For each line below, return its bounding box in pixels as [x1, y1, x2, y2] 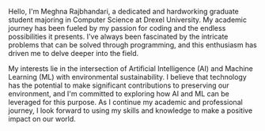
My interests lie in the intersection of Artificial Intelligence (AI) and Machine [8, 64, 253, 73]
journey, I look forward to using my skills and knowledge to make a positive [8, 106, 253, 115]
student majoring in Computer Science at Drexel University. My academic [8, 15, 248, 24]
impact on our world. [8, 114, 77, 123]
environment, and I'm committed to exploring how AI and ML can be [8, 89, 229, 98]
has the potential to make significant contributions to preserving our [8, 80, 229, 90]
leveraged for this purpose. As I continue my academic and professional [8, 98, 243, 107]
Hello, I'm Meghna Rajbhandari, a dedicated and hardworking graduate [8, 7, 239, 16]
